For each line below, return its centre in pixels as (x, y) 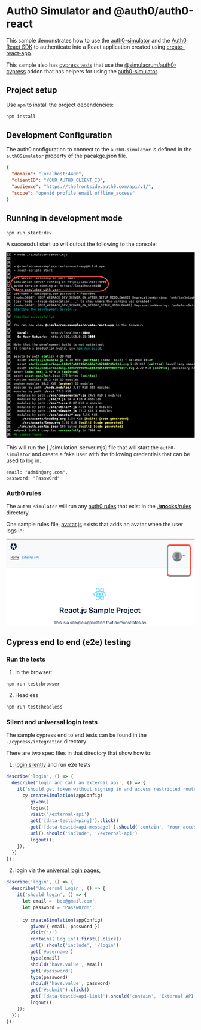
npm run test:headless (34, 707)
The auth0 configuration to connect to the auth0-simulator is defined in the (99, 150)
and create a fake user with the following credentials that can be (111, 454)
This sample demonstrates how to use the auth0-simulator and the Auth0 (96, 40)
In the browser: (33, 672)
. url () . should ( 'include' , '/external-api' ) (83, 833)
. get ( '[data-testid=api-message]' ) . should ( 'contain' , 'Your (104, 827)
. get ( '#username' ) (51, 952)
